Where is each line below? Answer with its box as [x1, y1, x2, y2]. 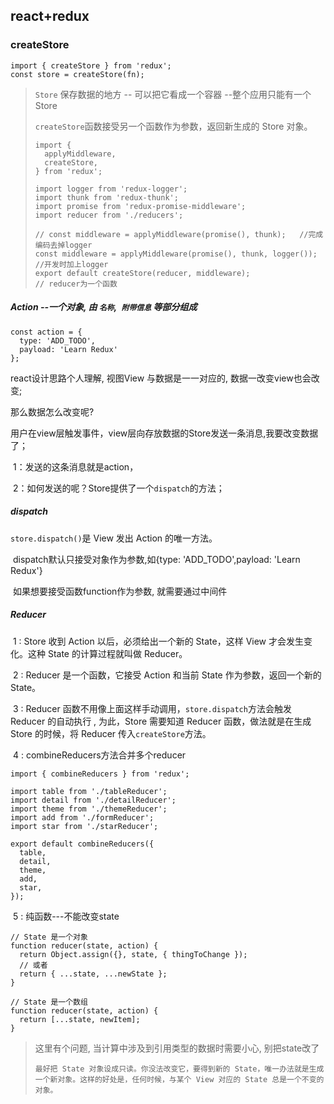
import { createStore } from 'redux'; [10, 60, 172, 71]
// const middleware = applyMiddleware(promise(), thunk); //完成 [34, 229, 324, 239]
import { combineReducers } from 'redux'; [10, 769, 190, 779]
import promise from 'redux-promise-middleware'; [34, 201, 247, 211]
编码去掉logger [34, 240, 93, 250]
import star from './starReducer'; [10, 821, 159, 831]
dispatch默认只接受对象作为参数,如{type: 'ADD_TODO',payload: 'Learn [12, 553, 301, 565]
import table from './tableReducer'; [10, 786, 168, 796]
